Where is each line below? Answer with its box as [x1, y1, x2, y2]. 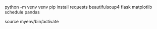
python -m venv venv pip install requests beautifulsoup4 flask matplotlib [4, 4, 152, 10]
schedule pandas [4, 9, 40, 15]
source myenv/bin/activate [4, 19, 59, 24]
